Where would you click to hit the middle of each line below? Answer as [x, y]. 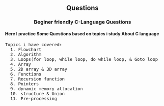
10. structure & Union [37, 93]
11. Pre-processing [34, 98]
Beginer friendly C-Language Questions [82, 22]
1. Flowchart [26, 49]
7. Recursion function [37, 79]
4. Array [21, 64]
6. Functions [26, 74]
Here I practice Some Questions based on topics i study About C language [82, 33]
